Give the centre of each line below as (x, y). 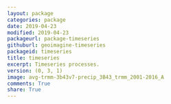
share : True (24, 90)
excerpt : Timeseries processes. (53, 64)
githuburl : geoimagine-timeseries (57, 45)
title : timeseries (33, 58)
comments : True (29, 83)
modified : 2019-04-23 (38, 32)
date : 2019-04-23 (32, 26)
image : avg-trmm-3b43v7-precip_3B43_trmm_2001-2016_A (86, 77)
